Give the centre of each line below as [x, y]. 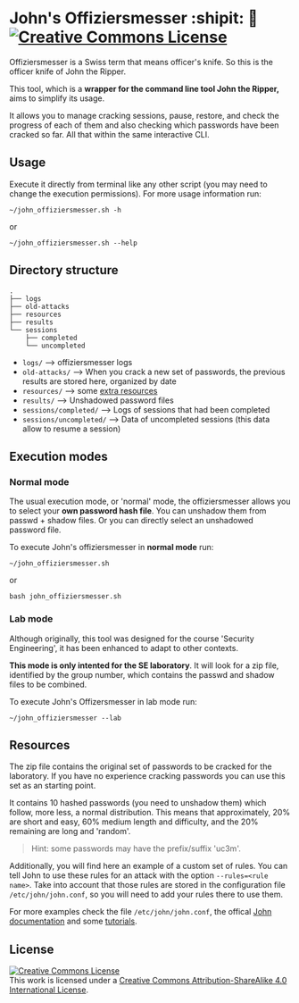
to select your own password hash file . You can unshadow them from [138, 511]
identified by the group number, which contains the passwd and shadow [142, 674]
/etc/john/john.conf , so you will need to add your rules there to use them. [146, 894]
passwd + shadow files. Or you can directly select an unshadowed [132, 521]
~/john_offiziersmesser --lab [66, 718]
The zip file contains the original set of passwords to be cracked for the [141, 766]
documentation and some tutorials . [74, 921]
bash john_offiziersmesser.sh [66, 597]
